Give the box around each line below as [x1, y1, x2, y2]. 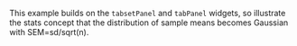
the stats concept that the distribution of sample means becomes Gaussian [9, 17, 289, 28]
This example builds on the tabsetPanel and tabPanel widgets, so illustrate [9, 8, 286, 18]
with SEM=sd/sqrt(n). [9, 27, 89, 37]
